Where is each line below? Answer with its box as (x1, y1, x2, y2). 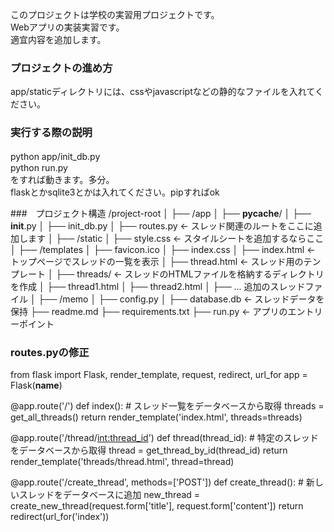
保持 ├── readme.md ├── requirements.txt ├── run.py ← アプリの (10, 305, 288, 317)
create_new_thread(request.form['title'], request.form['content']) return (10, 499, 304, 512)
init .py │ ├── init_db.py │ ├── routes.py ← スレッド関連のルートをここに (10, 219, 314, 232)
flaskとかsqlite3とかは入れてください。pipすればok (10, 186, 220, 198)
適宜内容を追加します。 (10, 34, 107, 45)
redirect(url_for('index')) (10, 510, 110, 522)
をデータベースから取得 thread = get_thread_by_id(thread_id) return (10, 444, 288, 456)
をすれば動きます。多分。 (10, 173, 115, 185)
